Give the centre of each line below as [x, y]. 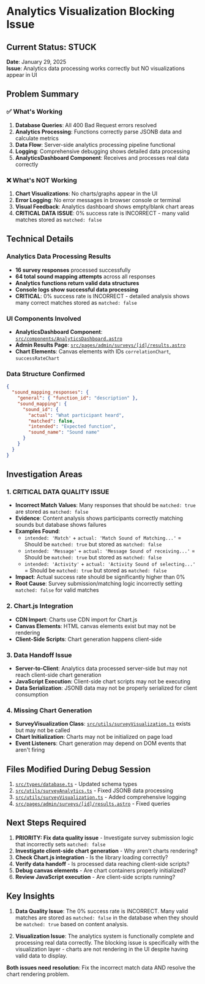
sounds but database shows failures [61, 525]
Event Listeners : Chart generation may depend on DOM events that [101, 743]
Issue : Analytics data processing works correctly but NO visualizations [96, 68]
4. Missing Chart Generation [49, 710]
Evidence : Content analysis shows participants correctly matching [99, 518]
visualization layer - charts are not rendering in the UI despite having [102, 949]
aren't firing [30, 750]
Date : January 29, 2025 [36, 62]
